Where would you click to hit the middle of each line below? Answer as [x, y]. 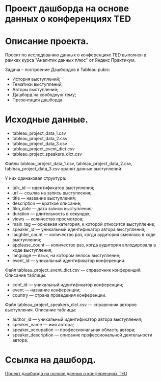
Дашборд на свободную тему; [44, 95]
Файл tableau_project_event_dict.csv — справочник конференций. [73, 270]
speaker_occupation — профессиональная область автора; [74, 330]
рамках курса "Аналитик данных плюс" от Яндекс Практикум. [70, 60]
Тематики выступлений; [37, 84]
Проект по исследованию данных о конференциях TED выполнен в [76, 55]
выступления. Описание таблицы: [41, 310]
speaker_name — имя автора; [43, 325]
